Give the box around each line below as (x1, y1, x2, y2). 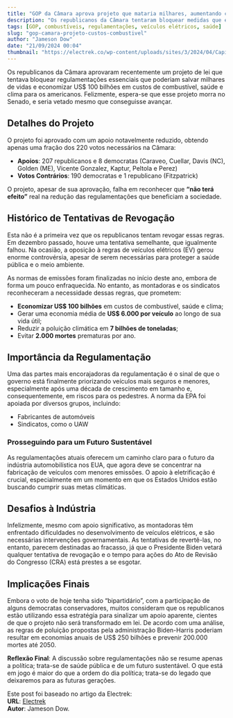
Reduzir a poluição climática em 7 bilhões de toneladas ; (17, 324, 179, 332)
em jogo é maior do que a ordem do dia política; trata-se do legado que (7, 669, 212, 677)
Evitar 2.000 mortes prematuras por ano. (17, 331, 137, 340)
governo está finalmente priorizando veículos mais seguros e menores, (7, 377, 210, 386)
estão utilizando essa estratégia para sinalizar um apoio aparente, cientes (7, 611, 218, 619)
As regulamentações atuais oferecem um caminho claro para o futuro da (7, 453, 215, 461)
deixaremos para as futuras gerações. (7, 676, 116, 685)
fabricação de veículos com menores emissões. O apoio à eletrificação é (7, 468, 216, 476)
